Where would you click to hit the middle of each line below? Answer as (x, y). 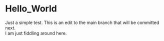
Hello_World (31, 9)
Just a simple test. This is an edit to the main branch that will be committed (82, 22)
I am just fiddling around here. (36, 33)
